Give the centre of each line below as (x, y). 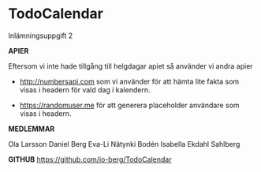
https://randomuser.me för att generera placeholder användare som (129, 105)
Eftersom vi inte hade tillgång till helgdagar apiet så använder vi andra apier (131, 66)
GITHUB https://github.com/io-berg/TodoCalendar (90, 159)
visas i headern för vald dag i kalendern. (85, 90)
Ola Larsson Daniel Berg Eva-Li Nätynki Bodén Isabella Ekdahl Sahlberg (124, 144)
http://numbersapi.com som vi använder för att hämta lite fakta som (129, 81)
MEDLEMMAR (32, 129)
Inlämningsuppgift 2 (41, 36)
